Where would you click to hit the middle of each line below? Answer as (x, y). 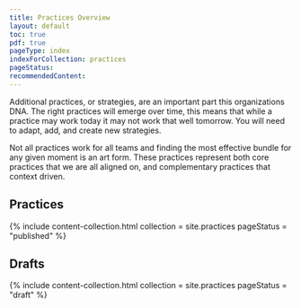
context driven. (37, 176)
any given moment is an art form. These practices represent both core (139, 157)
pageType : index (40, 51)
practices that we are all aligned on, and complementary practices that (140, 166)
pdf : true (28, 43)
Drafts (27, 264)
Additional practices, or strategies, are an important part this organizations (147, 101)
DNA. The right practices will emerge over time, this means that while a (141, 111)
